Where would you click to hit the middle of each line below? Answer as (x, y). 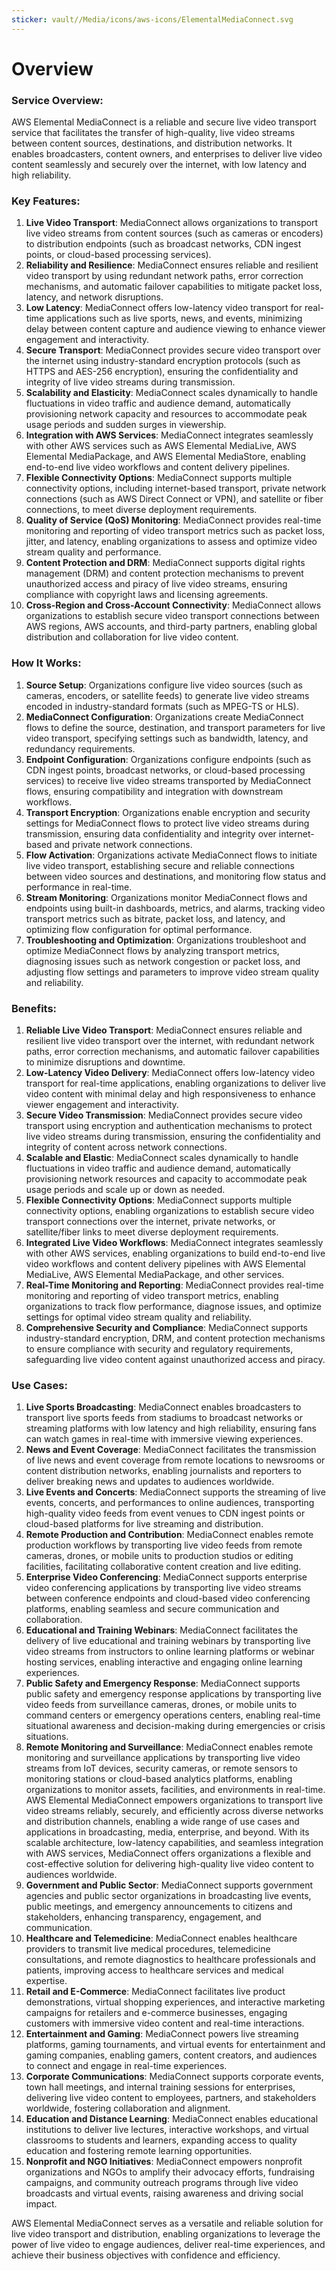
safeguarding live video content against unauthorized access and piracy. (175, 1359)
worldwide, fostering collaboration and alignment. (128, 2108)
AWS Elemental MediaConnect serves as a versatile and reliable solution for (167, 2223)
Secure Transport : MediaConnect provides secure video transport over (173, 350)
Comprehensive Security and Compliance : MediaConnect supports (166, 1327)
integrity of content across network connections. (126, 1147)
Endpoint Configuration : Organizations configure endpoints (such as (168, 759)
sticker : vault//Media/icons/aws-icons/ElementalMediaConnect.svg (152, 19)
